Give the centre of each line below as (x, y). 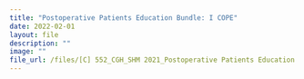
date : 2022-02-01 (42, 26)
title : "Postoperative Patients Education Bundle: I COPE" (124, 18)
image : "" (28, 52)
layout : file (34, 35)
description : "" (40, 43)
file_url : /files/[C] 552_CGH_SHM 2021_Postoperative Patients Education (152, 60)
